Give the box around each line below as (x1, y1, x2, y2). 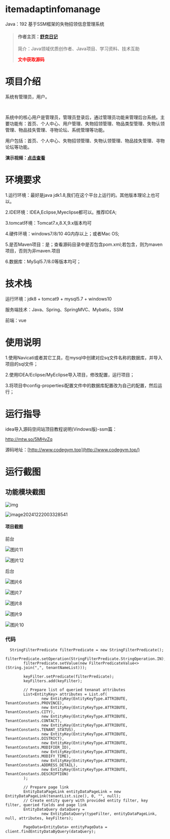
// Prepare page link (23, 785, 69, 790)
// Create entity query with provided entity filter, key (23, 798, 148, 803)
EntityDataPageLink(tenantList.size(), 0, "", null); (5, 793, 121, 799)
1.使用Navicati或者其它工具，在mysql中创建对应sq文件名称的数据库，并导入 (5, 354, 163, 360)
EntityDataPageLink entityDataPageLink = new (23, 789, 121, 794)
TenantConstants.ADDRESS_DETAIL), (5, 763, 78, 768)
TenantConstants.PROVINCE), (5, 701, 65, 706)
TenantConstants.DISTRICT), (5, 736, 65, 741)
